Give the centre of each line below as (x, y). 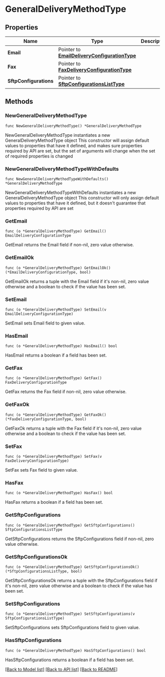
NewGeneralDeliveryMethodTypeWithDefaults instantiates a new (71, 192)
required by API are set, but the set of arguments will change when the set (80, 151)
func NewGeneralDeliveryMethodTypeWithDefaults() (57, 179)
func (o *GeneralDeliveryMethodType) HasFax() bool (59, 493)
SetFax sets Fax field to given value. (41, 470)
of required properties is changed (39, 156)
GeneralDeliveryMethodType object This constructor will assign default (77, 140)
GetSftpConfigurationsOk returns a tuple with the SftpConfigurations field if (81, 580)
